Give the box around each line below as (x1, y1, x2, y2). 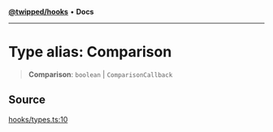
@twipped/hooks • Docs (8, 7, 94, 16)
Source (8, 93, 46, 107)
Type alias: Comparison (8, 43, 172, 62)
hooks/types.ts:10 (8, 114, 68, 124)
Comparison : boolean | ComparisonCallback (28, 69, 173, 79)
